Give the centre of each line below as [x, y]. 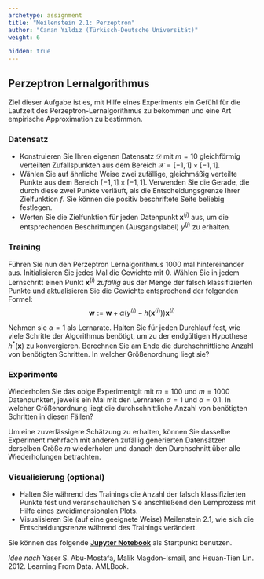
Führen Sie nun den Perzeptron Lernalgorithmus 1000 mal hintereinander [126, 264]
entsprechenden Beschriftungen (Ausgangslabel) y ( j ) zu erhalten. [125, 226]
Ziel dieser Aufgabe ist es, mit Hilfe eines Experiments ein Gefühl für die [125, 102]
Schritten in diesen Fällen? [51, 416]
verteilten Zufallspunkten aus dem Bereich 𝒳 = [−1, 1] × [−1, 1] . [120, 165]
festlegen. [36, 207]
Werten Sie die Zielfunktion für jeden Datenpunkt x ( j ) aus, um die [124, 216]
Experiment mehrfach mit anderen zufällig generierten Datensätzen [117, 440]
